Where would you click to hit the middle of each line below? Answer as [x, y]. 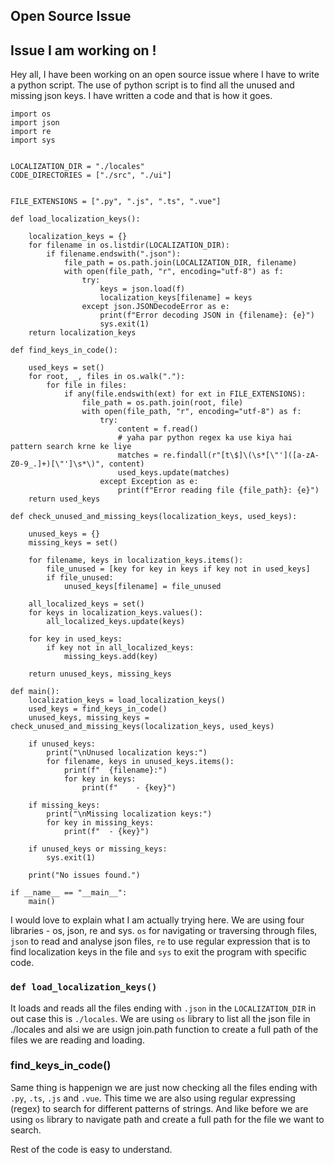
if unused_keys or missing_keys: [98, 849]
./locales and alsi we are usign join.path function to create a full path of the [164, 1029]
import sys [33, 140]
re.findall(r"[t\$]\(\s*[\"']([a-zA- [241, 455]
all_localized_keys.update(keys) [116, 622]
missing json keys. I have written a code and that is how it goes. [141, 96]
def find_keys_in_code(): [64, 350]
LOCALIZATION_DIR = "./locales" [77, 167]
